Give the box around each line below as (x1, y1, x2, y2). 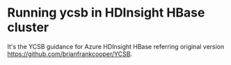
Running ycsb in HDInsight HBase (7, 5, 205, 21)
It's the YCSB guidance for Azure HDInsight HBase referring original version (7, 42, 225, 50)
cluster (7, 19, 49, 35)
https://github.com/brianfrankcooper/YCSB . (7, 50, 133, 58)
